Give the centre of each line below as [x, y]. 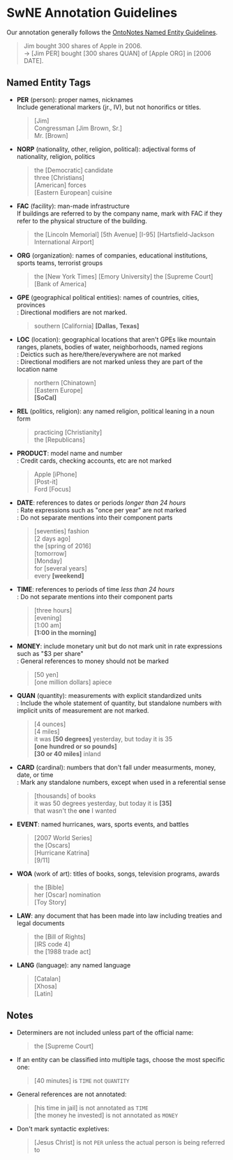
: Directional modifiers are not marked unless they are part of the [110, 361]
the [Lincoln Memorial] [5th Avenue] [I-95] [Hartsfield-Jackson [124, 234]
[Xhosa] [45, 986]
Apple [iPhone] [55, 474]
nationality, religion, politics [56, 156]
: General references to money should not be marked [92, 661]
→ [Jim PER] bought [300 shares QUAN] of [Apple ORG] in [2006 [118, 53]
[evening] [48, 617]
